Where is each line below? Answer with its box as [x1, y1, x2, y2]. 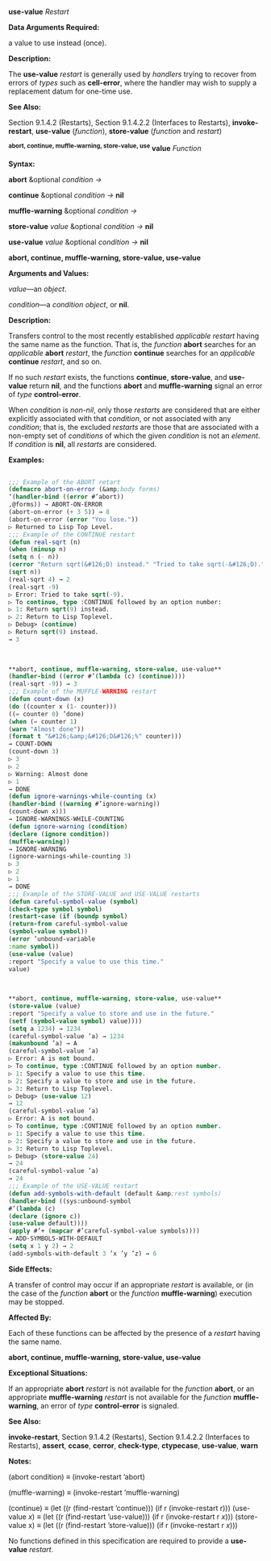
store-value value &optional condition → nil [8, 221, 154, 231]
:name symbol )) [8, 942, 60, 950]
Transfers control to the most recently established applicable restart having [8, 331, 260, 340]
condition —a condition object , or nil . [8, 299, 130, 309]
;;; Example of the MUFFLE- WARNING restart [8, 687, 157, 696]
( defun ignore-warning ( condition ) [8, 822, 128, 830]
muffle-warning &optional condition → [8, 206, 137, 215]
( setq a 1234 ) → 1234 [8, 1025, 81, 1033]
